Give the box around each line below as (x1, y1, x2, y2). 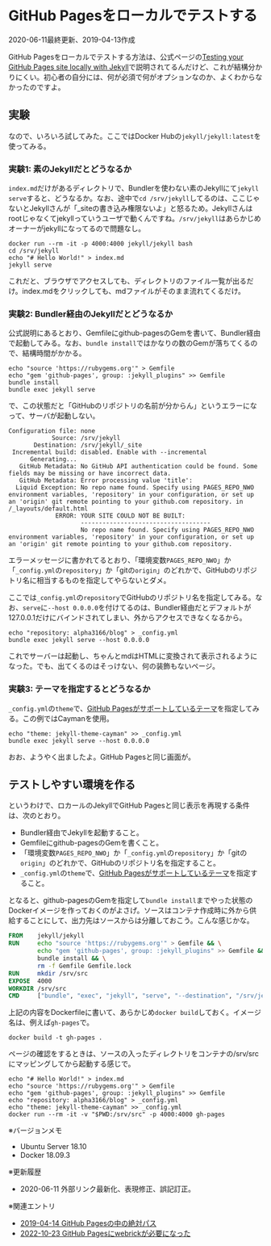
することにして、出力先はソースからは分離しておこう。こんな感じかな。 (15, 916, 254, 925)
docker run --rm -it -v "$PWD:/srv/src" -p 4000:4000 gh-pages (8, 1110, 226, 1118)
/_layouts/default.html (8, 505, 89, 513)
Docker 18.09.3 (19, 1151, 71, 1160)
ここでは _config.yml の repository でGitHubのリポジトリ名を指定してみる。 (8, 593, 256, 602)
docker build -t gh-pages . (8, 1034, 103, 1042)
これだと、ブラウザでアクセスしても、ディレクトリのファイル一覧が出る (8, 276, 248, 286)
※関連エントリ (8, 1202, 56, 1211)
